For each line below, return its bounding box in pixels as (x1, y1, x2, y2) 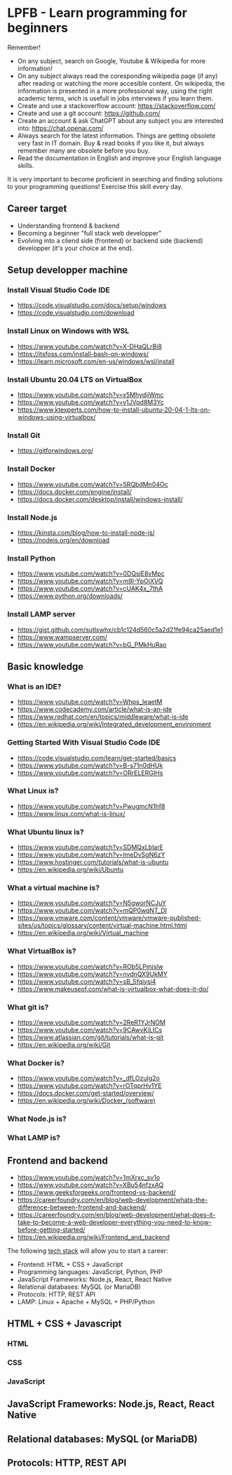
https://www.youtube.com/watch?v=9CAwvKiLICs (17, 1025, 163, 1034)
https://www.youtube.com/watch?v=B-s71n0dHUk (17, 761, 163, 769)
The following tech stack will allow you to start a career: (7, 1246, 168, 1255)
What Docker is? (7, 1058, 65, 1067)
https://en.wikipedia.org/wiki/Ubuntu (17, 866, 124, 874)
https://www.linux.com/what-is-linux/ (17, 810, 125, 818)
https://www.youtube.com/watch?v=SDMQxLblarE (17, 843, 163, 852)
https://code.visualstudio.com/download (17, 308, 135, 317)
